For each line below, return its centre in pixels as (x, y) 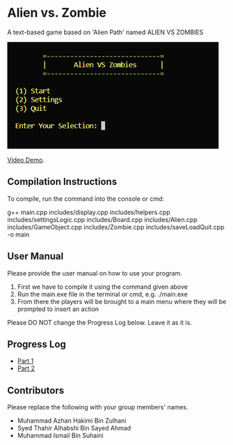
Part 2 (26, 368)
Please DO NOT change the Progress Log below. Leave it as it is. (100, 322)
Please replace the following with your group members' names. (98, 407)
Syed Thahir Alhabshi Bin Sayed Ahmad (74, 428)
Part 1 (25, 361)
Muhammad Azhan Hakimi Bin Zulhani (72, 421)
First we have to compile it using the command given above (102, 287)
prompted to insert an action (58, 309)
